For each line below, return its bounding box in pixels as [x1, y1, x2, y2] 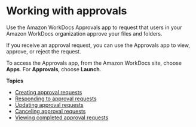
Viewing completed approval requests [14, 114, 109, 121]
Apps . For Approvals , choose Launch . [6, 65, 102, 72]
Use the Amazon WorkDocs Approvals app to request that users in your [6, 24, 182, 31]
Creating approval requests [14, 88, 82, 96]
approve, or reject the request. [6, 47, 81, 55]
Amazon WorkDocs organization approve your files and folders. [6, 30, 163, 37]
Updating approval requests [14, 101, 84, 108]
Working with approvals [6, 4, 127, 18]
